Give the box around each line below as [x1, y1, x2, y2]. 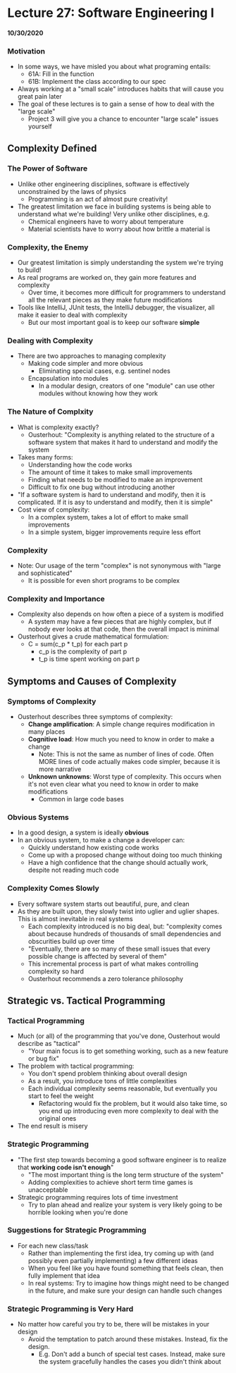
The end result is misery [17, 1122, 88, 1131]
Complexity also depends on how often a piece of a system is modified [17, 610, 224, 618]
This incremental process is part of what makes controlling [27, 959, 199, 968]
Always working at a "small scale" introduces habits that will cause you [17, 85, 224, 93]
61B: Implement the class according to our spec [27, 78, 167, 86]
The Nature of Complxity [7, 407, 94, 417]
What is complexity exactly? [17, 423, 99, 431]
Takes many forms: [17, 452, 73, 461]
